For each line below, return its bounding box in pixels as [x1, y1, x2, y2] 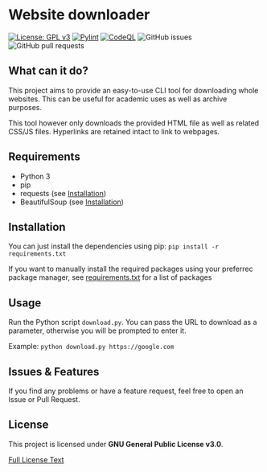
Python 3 [19, 171, 51, 181]
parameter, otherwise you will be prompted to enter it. [8, 326, 187, 335]
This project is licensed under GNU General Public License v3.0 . [8, 439, 224, 449]
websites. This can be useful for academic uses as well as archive [8, 94, 228, 104]
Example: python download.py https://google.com [8, 342, 175, 351]
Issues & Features [8, 364, 100, 379]
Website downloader [8, 6, 150, 24]
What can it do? [8, 64, 88, 78]
